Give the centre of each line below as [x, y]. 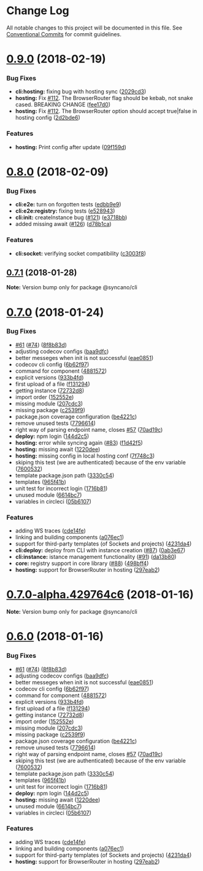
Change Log [38, 11]
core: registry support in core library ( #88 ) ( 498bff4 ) [82, 563]
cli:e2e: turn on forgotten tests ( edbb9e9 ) [68, 205]
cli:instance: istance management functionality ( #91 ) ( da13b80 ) [96, 557]
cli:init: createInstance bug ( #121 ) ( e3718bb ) [71, 217]
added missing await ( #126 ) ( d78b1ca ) [63, 224]
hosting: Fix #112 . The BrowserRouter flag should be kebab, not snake [104, 98]
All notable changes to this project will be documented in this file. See [94, 28]
